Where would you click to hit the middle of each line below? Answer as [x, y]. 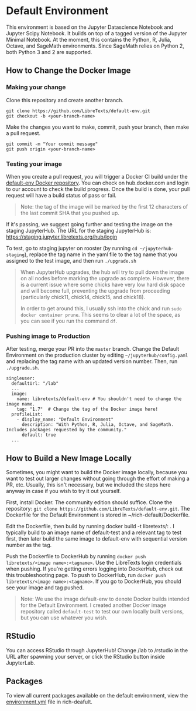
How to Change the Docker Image [68, 71]
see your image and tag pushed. [45, 588]
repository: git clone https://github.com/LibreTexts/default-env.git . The [98, 509]
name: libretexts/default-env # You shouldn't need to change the [99, 399]
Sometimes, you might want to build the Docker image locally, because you [97, 472]
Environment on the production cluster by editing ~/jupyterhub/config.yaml [97, 355]
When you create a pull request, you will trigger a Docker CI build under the [97, 176]
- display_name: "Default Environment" [65, 420]
